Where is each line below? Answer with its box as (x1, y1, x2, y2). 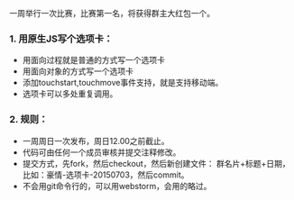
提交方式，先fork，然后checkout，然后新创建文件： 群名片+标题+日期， (22, 158, 290, 168)
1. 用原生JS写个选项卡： (9, 32, 114, 45)
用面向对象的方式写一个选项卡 (22, 66, 133, 77)
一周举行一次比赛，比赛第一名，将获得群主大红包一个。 (9, 8, 215, 18)
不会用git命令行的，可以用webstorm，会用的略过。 (22, 180, 212, 191)
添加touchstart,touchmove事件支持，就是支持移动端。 (22, 77, 224, 88)
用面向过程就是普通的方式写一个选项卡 (22, 55, 165, 66)
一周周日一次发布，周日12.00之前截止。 (22, 135, 170, 146)
